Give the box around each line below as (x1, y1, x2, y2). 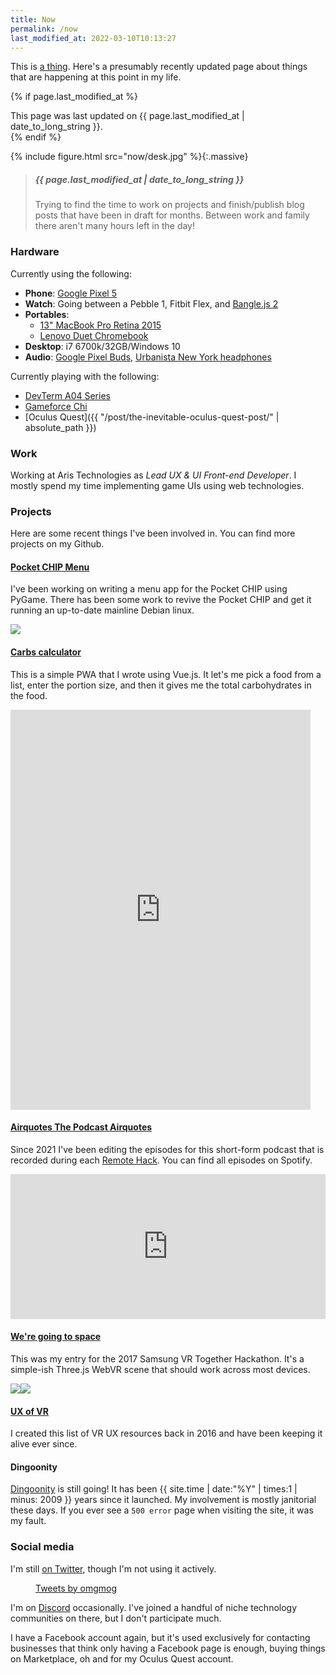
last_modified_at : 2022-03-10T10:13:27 (10, 33, 177, 43)
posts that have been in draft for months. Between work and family (34, 209, 310, 221)
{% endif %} (10, 131, 62, 143)
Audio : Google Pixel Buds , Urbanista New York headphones (24, 351, 272, 363)
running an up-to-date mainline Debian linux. (10, 604, 195, 616)
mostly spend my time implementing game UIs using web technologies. (10, 479, 305, 491)
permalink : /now (10, 24, 78, 34)
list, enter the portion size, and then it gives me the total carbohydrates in (10, 679, 312, 691)
